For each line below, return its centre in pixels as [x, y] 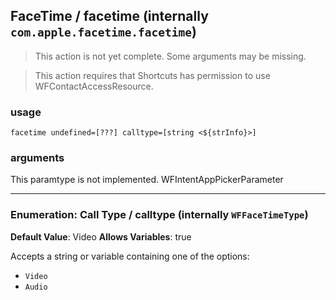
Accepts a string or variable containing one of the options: [130, 256]
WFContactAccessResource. [94, 86]
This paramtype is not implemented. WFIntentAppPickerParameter [147, 180]
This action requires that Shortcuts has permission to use [152, 75]
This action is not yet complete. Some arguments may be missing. [170, 56]
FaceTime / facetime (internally [109, 16]
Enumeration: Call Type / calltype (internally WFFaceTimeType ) [159, 215]
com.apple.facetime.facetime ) [103, 32]
